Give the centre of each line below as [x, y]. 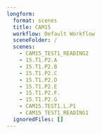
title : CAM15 [32, 27]
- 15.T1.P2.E [38, 86]
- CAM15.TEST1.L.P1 [48, 106]
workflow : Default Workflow [54, 34]
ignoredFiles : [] [38, 119]
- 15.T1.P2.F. [40, 93]
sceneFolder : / [35, 40]
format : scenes [35, 21]
